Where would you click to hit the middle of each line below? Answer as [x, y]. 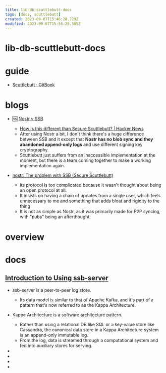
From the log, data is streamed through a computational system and [89, 340]
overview [25, 237]
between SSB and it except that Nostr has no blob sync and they [86, 139]
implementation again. [42, 166]
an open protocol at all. [43, 190]
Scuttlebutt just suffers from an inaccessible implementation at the [87, 155]
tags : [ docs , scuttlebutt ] [33, 14]
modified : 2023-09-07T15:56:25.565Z [43, 24]
